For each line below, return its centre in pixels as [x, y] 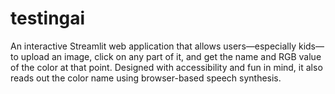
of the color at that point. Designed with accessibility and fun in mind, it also [166, 67]
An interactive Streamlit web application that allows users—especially [153, 46]
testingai [48, 18]
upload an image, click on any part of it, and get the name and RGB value [171, 56]
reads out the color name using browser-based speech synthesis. [146, 78]
